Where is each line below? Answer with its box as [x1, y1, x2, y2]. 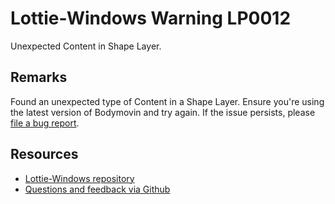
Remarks [10, 69, 68, 86]
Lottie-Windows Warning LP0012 [10, 7, 292, 30]
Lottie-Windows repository [24, 172, 135, 184]
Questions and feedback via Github [24, 183, 171, 195]
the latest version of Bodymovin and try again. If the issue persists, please [10, 106, 316, 118]
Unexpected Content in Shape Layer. [10, 40, 162, 52]
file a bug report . [10, 117, 80, 129]
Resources [10, 146, 79, 163]
